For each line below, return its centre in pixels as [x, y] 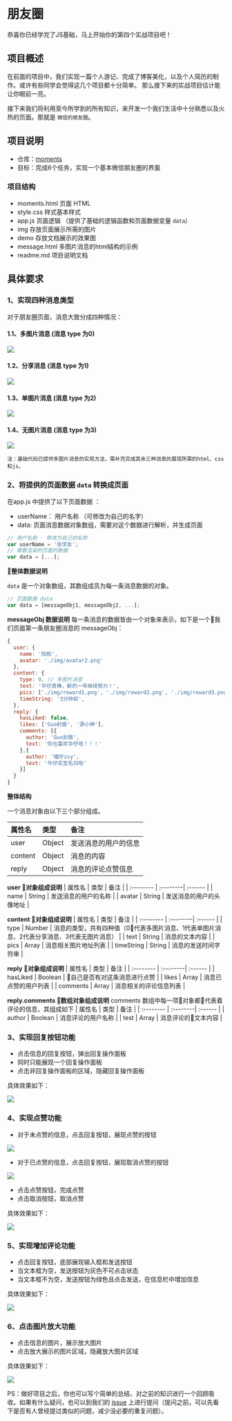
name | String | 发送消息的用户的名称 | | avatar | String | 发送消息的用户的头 [114, 896]
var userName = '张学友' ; [43, 544]
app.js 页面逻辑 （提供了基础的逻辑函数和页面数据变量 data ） [104, 220]
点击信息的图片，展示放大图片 [59, 1343]
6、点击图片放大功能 [41, 1326]
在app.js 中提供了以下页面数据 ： [54, 501]
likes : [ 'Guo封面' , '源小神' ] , [62, 725]
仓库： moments [39, 159]
